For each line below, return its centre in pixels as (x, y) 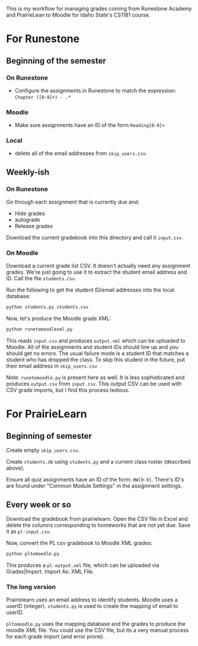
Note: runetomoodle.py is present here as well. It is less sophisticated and (95, 378)
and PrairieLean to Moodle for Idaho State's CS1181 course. (78, 15)
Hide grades (30, 214)
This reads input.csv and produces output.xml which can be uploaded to (96, 341)
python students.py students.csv (47, 307)
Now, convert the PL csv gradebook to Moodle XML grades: (79, 543)
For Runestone (43, 39)
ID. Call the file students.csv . (41, 278)
